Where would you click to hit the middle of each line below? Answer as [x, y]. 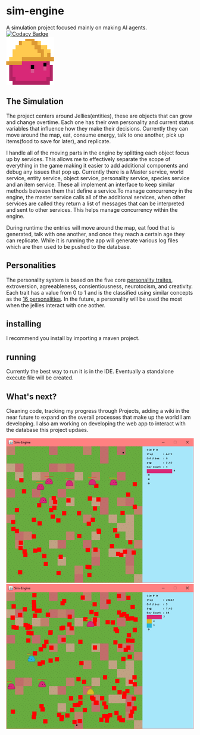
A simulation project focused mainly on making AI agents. [77, 27]
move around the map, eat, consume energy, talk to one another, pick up [95, 135]
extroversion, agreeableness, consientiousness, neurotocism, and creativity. [100, 286]
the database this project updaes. [47, 430]
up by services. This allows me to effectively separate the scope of [88, 159]
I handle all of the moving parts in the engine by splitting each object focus [98, 153]
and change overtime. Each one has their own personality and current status [100, 122]
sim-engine [35, 11]
